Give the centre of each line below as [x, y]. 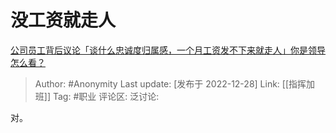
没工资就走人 [63, 20]
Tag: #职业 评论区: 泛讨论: [106, 96]
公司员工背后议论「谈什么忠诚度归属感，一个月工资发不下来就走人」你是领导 [168, 50]
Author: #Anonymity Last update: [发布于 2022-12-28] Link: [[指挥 [170, 83]
